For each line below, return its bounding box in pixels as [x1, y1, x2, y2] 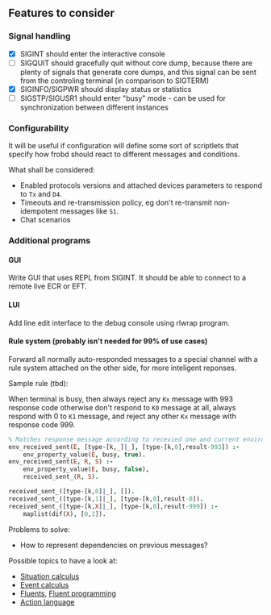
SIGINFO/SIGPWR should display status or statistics [19, 84, 192, 93]
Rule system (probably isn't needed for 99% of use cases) [8, 336, 208, 346]
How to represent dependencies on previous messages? [19, 540, 208, 550]
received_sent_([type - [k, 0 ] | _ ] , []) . [8, 488, 135, 496]
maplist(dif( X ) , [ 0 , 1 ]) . [23, 509, 106, 518]
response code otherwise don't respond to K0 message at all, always [8, 402, 236, 412]
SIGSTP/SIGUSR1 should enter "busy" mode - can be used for [19, 93, 227, 103]
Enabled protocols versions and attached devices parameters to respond [19, 181, 262, 190]
